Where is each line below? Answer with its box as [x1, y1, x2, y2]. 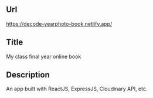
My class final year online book [6, 53, 81, 60]
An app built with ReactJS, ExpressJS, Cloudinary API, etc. [6, 85, 148, 93]
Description [6, 70, 50, 80]
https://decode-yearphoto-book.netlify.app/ [6, 20, 113, 27]
